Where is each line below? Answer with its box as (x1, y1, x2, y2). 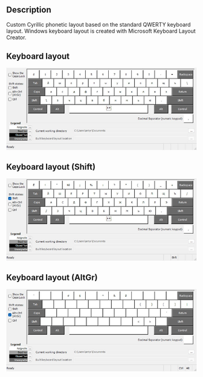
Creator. (6, 33, 27, 41)
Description (6, 5, 51, 15)
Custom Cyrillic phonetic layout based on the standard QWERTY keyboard (6, 21, 192, 28)
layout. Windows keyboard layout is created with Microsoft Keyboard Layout (6, 27, 196, 34)
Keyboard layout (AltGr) (6, 272, 98, 283)
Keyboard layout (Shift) (6, 162, 95, 172)
